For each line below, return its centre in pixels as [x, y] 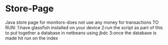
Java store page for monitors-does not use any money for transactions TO [82, 22]
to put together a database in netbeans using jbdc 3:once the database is [81, 33]
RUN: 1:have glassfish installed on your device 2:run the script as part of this [84, 27]
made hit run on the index [32, 38]
